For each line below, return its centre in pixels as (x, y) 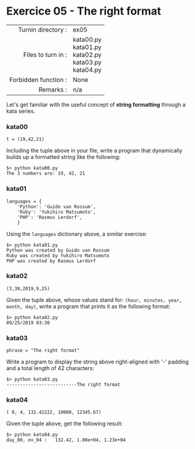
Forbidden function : (38, 79)
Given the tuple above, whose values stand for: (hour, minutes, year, (94, 300)
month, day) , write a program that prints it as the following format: (88, 306)
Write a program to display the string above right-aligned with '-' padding (97, 362)
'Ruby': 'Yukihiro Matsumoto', (57, 212)
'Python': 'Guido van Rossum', (57, 207)
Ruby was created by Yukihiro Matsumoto (58, 255)
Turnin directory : (42, 30)
